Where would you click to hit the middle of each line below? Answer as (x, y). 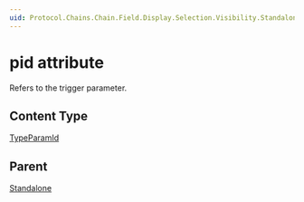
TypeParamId (34, 138)
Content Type (49, 115)
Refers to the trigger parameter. (68, 88)
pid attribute (57, 62)
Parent (28, 166)
